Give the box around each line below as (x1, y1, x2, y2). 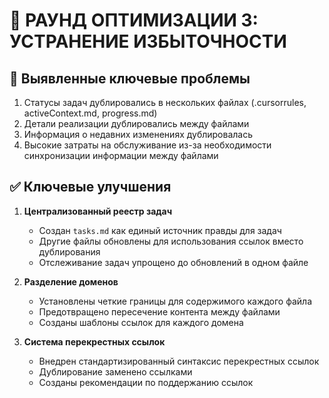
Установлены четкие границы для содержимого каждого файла (38, 295, 313, 307)
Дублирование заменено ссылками (38, 365, 193, 378)
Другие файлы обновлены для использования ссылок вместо (38, 235, 304, 247)
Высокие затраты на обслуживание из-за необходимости (23, 139, 272, 151)
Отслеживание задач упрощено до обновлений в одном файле (38, 256, 309, 268)
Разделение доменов (23, 275, 119, 288)
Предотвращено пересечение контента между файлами (38, 305, 281, 318)
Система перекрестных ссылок (23, 335, 166, 348)
